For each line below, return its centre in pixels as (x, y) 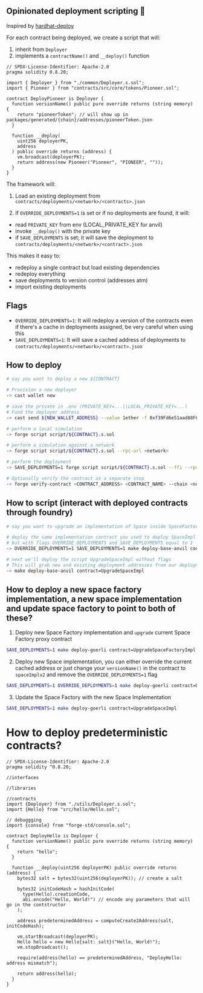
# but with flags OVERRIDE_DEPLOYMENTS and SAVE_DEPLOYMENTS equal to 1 (100, 543)
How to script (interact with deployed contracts (97, 503)
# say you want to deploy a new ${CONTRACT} (63, 379)
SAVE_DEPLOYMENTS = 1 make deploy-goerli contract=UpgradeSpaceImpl (92, 709)
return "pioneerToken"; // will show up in (73, 115)
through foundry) (40, 513)
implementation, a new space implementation (94, 599)
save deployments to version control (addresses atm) (81, 280)
